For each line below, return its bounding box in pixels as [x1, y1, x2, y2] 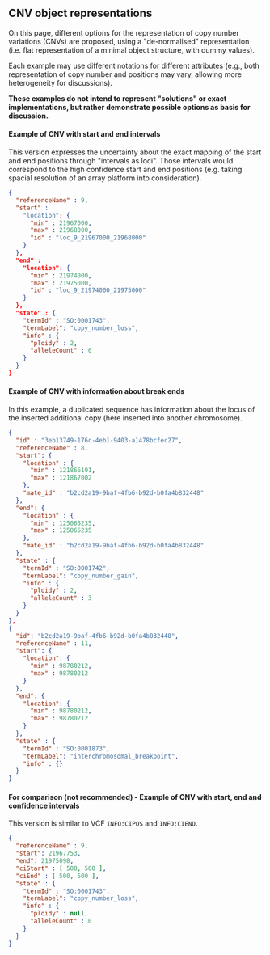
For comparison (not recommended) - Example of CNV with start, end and [8, 792, 262, 801]
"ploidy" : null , [29, 910, 89, 918]
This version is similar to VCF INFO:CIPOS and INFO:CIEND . [8, 818, 198, 828]
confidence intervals [8, 801, 80, 810]
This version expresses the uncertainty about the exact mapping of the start [8, 147, 262, 157]
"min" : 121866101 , [29, 467, 95, 475]
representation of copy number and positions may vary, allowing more [8, 69, 243, 79]
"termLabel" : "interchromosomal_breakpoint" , [23, 752, 179, 760]
